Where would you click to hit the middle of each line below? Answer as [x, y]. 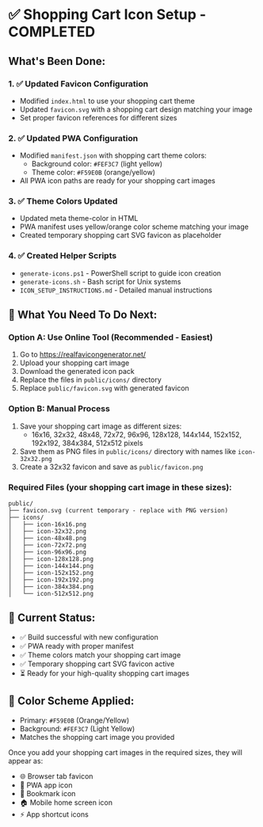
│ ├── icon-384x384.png [51, 587]
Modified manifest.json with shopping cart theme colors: [113, 155]
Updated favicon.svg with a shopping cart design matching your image [136, 109]
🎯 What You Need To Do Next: [83, 315]
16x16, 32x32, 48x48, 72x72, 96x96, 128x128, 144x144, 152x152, [137, 434]
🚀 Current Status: [52, 618]
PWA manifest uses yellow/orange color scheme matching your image [134, 227]
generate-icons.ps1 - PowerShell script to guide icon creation [120, 273]
